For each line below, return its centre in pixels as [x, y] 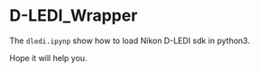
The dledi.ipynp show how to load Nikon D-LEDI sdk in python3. [130, 40]
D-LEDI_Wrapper [74, 16]
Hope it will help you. [48, 58]
